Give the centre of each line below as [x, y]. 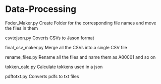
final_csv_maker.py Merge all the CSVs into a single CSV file [66, 47]
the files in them [22, 28]
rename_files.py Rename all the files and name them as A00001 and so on [80, 57]
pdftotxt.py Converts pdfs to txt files [42, 76]
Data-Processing [41, 9]
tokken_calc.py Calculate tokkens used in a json [54, 67]
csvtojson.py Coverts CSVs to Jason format [50, 38]
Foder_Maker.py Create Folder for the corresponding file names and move [81, 23]
